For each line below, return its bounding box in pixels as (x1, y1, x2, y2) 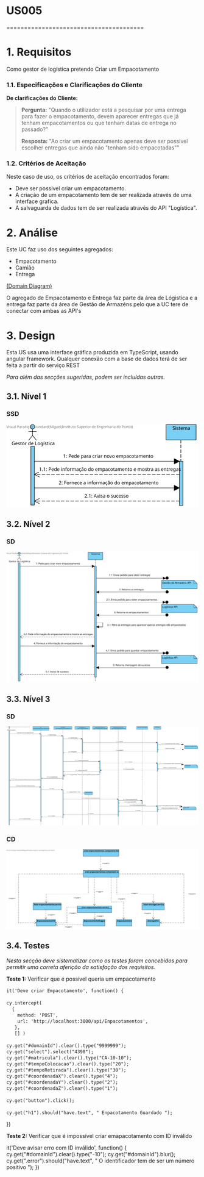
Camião (15, 264, 35, 271)
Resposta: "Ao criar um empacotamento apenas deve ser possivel (21, 138, 188, 145)
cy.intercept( (6, 1000, 43, 1006)
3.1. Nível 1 (6, 391, 47, 401)
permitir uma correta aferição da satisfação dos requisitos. (6, 963, 156, 970)
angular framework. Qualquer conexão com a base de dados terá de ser (6, 355, 188, 363)
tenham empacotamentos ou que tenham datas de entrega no (21, 120, 177, 127)
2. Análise (6, 226, 58, 240)
